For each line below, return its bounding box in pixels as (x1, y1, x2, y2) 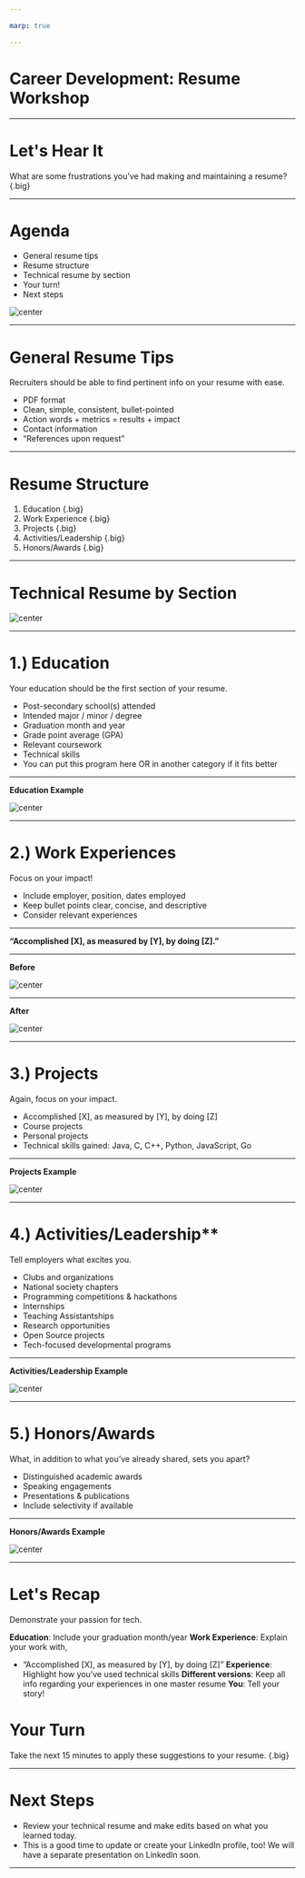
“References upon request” (22, 433, 125, 444)
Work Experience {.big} (22, 513, 111, 524)
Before (9, 962, 36, 973)
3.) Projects (9, 1064, 99, 1084)
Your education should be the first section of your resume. (9, 683, 228, 694)
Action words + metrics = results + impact (22, 414, 181, 425)
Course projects (22, 1121, 84, 1132)
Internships (22, 1301, 65, 1311)
